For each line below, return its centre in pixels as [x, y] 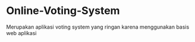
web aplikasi [21, 33]
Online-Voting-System [63, 11]
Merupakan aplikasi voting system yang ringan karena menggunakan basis [98, 27]
